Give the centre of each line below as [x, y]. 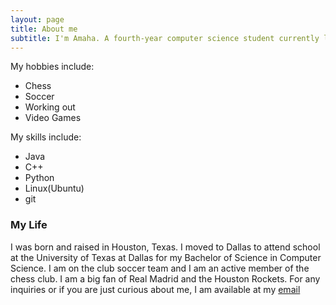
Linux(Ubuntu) [54, 188]
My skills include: [46, 137]
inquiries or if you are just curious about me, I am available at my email [155, 289]
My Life [29, 225]
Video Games [53, 118]
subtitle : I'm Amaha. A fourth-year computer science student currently [165, 38]
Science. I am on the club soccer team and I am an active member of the [160, 268]
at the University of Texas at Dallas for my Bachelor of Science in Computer [166, 257]
